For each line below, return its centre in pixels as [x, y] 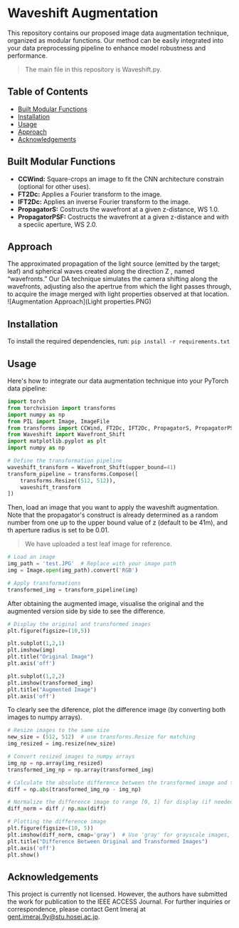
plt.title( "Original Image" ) [51, 657]
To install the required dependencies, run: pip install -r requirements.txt [119, 341]
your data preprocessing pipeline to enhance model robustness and [107, 48]
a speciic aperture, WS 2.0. [57, 224]
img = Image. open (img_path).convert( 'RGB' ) [73, 570]
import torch [27, 401]
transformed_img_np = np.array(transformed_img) [81, 770]
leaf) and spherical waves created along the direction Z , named [101, 272]
